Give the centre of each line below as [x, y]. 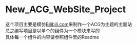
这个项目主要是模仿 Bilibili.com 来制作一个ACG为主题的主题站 [69, 24]
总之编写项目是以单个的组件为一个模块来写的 [53, 30]
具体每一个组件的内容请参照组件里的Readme [52, 37]
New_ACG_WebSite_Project [66, 9]
